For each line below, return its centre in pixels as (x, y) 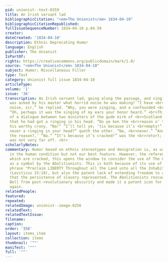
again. (16, 187)
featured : (15, 196)
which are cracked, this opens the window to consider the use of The (85, 159)
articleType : (19, 84)
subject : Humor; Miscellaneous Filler (45, 71)
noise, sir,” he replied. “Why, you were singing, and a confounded (82, 108)
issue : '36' (17, 94)
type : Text (16, 75)
